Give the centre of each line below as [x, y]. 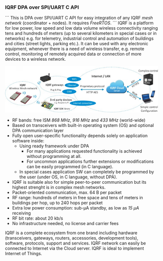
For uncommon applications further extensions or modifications [90, 161]
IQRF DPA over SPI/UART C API [42, 7]
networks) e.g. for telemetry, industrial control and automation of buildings [79, 38]
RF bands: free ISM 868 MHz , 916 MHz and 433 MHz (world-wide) [79, 120]
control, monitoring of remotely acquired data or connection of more [73, 54]
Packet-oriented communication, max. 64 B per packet [67, 192]
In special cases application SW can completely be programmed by [87, 172]
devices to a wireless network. [36, 59]
